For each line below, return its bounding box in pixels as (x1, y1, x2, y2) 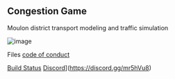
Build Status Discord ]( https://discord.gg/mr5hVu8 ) (7, 63, 151, 71)
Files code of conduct (7, 50, 70, 58)
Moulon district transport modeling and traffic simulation (7, 23, 169, 32)
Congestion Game (7, 5, 87, 17)
